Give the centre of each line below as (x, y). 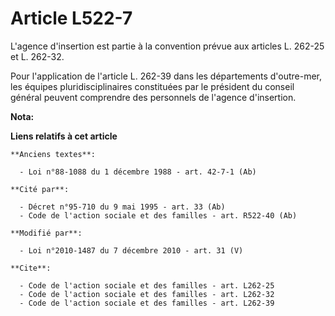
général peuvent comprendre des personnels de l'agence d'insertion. (153, 97)
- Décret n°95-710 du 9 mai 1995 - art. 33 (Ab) (122, 207)
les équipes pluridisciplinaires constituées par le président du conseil (152, 86)
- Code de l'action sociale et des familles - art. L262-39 (147, 303)
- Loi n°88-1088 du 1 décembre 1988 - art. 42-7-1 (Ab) (138, 172)
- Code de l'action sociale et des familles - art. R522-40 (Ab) (158, 215)
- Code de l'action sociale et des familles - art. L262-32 (147, 294)
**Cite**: (31, 268)
